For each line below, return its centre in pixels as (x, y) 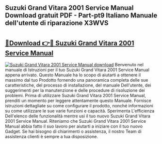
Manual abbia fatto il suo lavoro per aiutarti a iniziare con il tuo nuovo (74, 126)
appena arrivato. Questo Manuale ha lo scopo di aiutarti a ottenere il (73, 75)
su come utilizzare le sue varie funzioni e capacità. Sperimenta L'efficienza (80, 111)
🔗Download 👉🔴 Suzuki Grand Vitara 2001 (70, 43)
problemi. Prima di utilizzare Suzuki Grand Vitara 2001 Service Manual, (76, 95)
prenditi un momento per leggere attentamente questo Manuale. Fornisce (78, 101)
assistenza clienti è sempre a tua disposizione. (52, 137)
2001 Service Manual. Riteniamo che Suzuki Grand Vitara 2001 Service (76, 121)
